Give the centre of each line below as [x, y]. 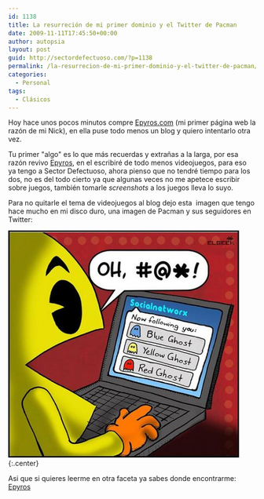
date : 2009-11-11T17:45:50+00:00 [63, 33]
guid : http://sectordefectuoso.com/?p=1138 [81, 58]
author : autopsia [37, 42]
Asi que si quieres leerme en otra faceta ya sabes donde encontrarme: [122, 479]
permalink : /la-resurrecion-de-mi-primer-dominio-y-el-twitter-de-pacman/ [133, 67]
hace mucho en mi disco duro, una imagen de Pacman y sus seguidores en [130, 211]
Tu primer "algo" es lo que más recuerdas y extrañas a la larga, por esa [123, 155]
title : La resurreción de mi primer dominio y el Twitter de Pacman [123, 25]
